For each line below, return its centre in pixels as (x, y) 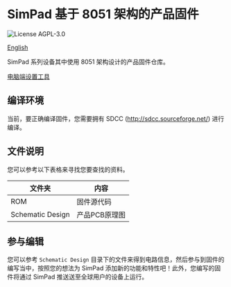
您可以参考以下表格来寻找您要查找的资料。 (68, 169)
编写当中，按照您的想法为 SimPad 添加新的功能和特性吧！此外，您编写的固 (114, 268)
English (18, 47)
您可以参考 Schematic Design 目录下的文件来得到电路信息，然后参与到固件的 (116, 260)
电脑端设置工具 (28, 76)
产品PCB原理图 (101, 215)
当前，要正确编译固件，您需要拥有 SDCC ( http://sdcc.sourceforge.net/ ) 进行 (116, 118)
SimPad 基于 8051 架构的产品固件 (103, 14)
